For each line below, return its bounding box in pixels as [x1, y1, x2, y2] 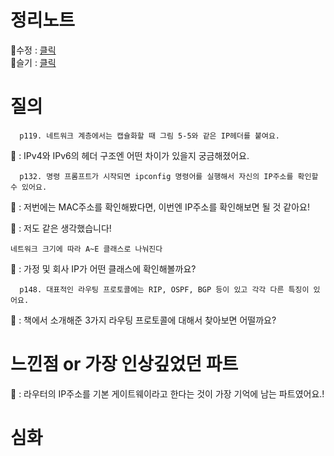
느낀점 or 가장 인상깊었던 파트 [10, 353, 239, 376]
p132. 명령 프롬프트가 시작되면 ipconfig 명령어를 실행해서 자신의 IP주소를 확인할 [19, 171, 319, 181]
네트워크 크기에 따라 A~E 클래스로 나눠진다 [10, 244, 163, 254]
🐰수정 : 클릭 [10, 44, 57, 56]
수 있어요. [10, 182, 48, 192]
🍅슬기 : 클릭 [10, 56, 57, 68]
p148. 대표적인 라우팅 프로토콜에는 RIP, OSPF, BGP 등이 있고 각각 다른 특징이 [19, 284, 310, 295]
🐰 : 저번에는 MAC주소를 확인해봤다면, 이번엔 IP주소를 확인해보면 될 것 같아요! [10, 201, 310, 213]
